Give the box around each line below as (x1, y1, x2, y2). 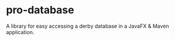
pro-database (6, 3, 74, 17)
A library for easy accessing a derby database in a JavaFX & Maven (6, 23, 169, 29)
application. (6, 28, 35, 35)
